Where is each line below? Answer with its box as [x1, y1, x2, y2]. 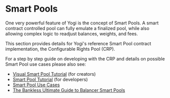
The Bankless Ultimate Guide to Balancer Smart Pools [12, 87, 126, 93]
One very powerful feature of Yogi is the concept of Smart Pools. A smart [5, 20, 159, 26]
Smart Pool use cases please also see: [5, 61, 87, 67]
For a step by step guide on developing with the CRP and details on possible [5, 55, 165, 61]
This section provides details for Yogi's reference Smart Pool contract [5, 40, 152, 46]
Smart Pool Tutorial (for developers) [12, 76, 88, 82]
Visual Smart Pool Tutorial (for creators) [12, 71, 96, 77]
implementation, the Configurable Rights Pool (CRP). [5, 46, 116, 52]
